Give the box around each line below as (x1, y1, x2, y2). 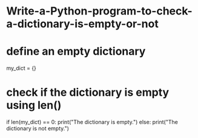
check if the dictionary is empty (6, 86, 170, 99)
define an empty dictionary (6, 45, 146, 58)
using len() (6, 98, 62, 112)
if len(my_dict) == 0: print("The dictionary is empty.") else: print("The (6, 119, 179, 126)
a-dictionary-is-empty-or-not (6, 17, 159, 31)
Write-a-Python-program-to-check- (6, 4, 193, 18)
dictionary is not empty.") (6, 125, 70, 132)
